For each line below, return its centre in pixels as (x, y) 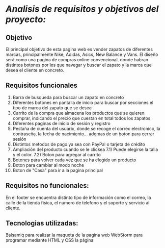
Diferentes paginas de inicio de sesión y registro (62, 123)
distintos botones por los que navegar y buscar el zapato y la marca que (79, 65)
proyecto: (26, 19)
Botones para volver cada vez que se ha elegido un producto (74, 160)
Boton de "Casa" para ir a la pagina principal (58, 170)
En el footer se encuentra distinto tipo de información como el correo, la (78, 198)
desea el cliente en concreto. (35, 70)
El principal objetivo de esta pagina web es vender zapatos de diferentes (79, 49)
